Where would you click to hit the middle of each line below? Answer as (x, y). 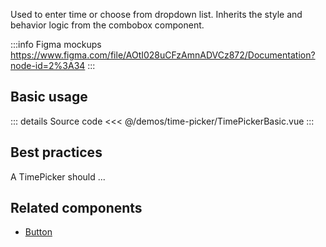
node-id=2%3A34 (48, 65)
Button (38, 232)
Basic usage (49, 97)
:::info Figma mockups (56, 44)
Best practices (56, 152)
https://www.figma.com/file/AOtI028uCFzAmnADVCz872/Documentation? (163, 55)
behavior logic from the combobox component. (107, 25)
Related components (76, 208)
